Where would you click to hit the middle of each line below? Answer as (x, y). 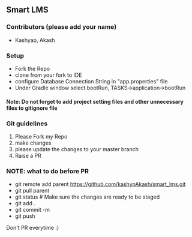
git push (25, 216)
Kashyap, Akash (35, 40)
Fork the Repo (32, 68)
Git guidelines (27, 124)
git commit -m (32, 210)
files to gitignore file (32, 108)
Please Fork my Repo (41, 136)
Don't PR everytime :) (33, 228)
